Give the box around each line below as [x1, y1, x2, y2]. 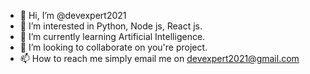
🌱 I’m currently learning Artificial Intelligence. [19, 31, 206, 42]
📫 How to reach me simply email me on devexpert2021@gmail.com [19, 53, 300, 64]
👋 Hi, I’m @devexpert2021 [19, 10, 127, 21]
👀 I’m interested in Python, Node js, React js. [19, 20, 203, 32]
